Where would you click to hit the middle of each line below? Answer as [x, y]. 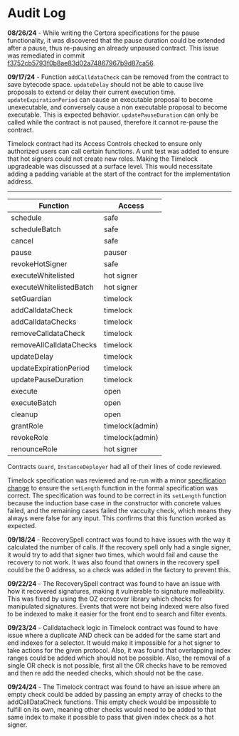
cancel [22, 241]
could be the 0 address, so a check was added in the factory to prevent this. [119, 569]
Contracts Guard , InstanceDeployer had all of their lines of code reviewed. [115, 466]
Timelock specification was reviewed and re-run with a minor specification [117, 480]
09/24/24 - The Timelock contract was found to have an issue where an [114, 687]
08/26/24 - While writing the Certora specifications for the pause [104, 33]
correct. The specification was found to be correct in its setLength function [117, 495]
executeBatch [34, 402]
